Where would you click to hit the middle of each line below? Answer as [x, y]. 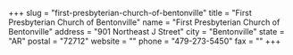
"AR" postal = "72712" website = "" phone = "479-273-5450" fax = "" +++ [145, 41]
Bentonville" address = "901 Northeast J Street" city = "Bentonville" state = [146, 31]
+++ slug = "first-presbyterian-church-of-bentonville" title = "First [130, 13]
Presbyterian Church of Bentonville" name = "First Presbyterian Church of [144, 22]
